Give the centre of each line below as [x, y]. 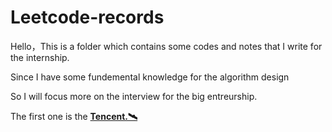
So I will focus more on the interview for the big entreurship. [134, 96]
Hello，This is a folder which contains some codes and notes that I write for [166, 46]
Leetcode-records [87, 17]
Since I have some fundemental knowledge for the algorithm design [150, 77]
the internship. [40, 57]
